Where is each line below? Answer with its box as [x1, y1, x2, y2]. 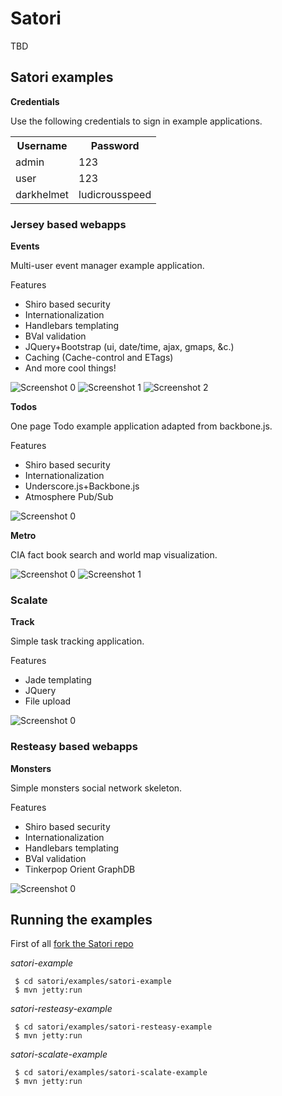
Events [10, 240, 40, 252]
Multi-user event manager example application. [10, 260, 205, 272]
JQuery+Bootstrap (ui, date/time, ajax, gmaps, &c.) [24, 341, 235, 353]
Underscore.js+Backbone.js [24, 480, 140, 492]
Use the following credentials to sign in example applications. [10, 115, 263, 127]
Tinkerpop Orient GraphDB [24, 863, 136, 875]
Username [16, 138, 68, 152]
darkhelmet [15, 187, 70, 201]
